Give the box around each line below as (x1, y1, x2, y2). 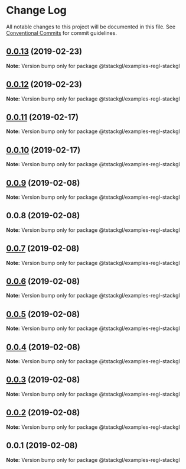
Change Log (6, 4, 67, 17)
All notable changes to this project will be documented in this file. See (6, 23, 176, 30)
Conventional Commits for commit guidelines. (6, 29, 117, 36)
